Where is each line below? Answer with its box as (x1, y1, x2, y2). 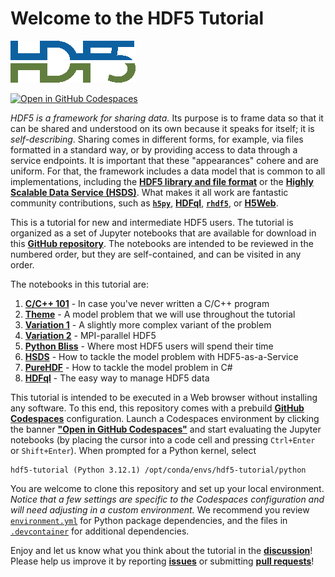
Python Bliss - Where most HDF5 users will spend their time (24, 340, 274, 352)
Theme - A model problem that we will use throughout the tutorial (24, 308, 296, 320)
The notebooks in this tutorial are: (10, 278, 150, 290)
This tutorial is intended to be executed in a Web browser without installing (10, 391, 318, 403)
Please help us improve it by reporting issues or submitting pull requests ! (10, 555, 315, 567)
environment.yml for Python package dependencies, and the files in (10, 514, 288, 526)
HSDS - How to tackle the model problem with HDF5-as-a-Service (24, 350, 299, 362)
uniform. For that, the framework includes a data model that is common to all (10, 165, 326, 177)
